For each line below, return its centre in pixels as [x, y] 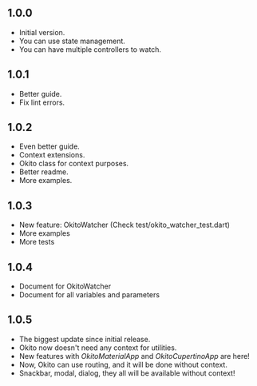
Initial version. [42, 32]
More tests [37, 242]
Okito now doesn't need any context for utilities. [98, 348]
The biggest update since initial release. [85, 339]
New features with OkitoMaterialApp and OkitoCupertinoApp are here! [134, 356]
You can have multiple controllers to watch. [90, 49]
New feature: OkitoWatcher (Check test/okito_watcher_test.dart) [125, 225]
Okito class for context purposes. [74, 164]
